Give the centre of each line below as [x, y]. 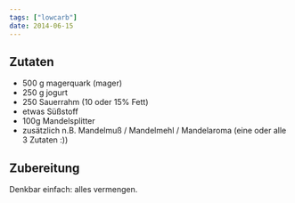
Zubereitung [45, 168]
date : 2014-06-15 [41, 26]
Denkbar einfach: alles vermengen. [74, 190]
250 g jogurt [45, 93]
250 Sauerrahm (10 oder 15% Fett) [85, 102]
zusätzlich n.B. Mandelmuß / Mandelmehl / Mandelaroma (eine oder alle [154, 131]
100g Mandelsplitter [58, 121]
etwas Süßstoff [50, 111]
